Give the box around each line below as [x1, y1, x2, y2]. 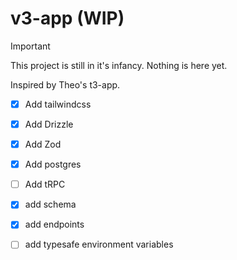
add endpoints [24, 218, 85, 231]
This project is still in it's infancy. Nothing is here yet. [10, 59, 228, 71]
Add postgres [24, 158, 82, 171]
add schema [24, 198, 77, 211]
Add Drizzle [24, 118, 74, 130]
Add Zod [24, 138, 62, 151]
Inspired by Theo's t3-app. [10, 78, 121, 91]
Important [10, 40, 51, 52]
